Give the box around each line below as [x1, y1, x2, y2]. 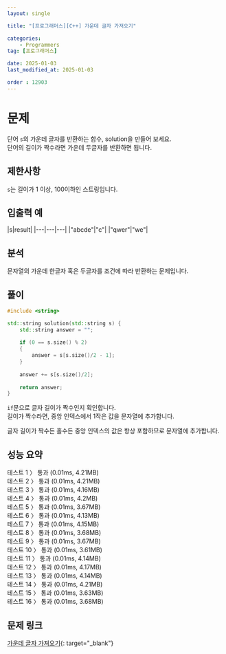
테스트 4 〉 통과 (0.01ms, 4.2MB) [7, 494, 98, 503]
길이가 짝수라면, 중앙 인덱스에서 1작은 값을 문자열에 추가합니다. [7, 412, 175, 420]
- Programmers [19, 41, 60, 48]
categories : [7, 35, 41, 42]
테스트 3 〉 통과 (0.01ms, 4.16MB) [7, 486, 100, 494]
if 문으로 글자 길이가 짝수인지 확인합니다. [7, 404, 117, 412]
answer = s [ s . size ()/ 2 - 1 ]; [32, 352, 115, 359]
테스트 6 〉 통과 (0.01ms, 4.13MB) [7, 512, 100, 520]
